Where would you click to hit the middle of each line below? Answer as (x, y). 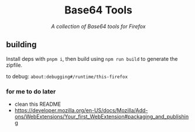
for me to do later (31, 91)
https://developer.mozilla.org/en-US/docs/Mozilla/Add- (81, 110)
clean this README (38, 104)
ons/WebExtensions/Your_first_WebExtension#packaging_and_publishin (102, 117)
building (21, 45)
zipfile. (14, 65)
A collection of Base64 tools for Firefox (98, 26)
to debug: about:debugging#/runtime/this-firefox (67, 76)
